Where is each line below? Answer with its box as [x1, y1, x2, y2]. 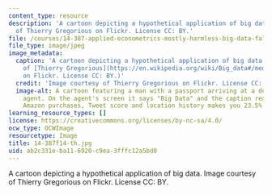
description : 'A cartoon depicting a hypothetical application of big [8, 19, 252, 27]
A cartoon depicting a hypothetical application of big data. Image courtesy [8, 168, 257, 178]
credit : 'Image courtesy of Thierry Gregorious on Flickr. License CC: [15, 79, 263, 87]
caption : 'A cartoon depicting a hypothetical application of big [15, 57, 244, 65]
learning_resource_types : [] [8, 110, 107, 118]
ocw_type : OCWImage [8, 124, 74, 132]
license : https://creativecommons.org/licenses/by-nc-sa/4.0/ [8, 117, 223, 125]
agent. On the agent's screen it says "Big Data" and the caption [23, 94, 252, 102]
